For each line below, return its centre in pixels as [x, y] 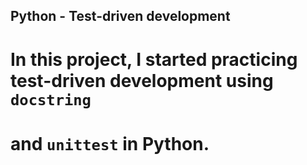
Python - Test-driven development [120, 16]
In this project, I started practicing [154, 59]
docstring [51, 99]
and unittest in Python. [110, 143]
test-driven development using [142, 80]
